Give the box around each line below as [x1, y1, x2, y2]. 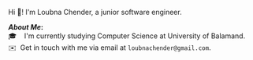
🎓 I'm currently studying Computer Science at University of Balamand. [8, 31, 246, 41]
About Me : [8, 23, 44, 31]
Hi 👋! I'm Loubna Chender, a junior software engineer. [8, 8, 183, 16]
